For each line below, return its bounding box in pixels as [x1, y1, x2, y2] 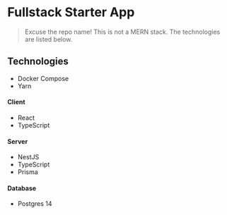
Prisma [17, 168, 39, 176]
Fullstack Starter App [7, 4, 135, 20]
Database [7, 184, 37, 192]
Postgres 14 [17, 199, 52, 208]
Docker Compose [17, 74, 69, 82]
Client [7, 98, 26, 106]
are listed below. [24, 35, 73, 43]
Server [7, 137, 28, 145]
